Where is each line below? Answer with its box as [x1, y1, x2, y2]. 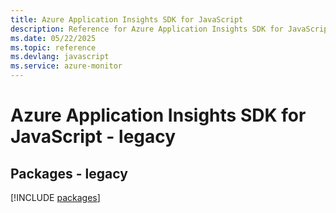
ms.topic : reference [10, 42, 97, 53]
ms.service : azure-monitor [10, 61, 123, 71]
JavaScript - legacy [10, 126, 177, 148]
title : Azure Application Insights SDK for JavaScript [10, 14, 244, 25]
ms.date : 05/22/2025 [10, 33, 97, 43]
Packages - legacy [10, 165, 128, 182]
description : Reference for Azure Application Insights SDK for [10, 24, 284, 34]
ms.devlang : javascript [10, 52, 110, 62]
